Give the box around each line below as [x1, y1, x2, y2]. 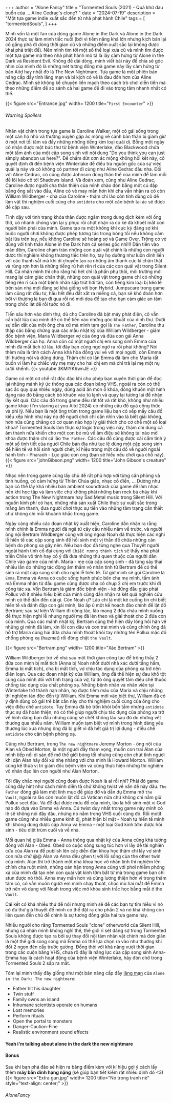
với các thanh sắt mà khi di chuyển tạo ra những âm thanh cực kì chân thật [5, 258, 163, 264]
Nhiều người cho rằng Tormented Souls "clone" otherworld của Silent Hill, [5, 922, 160, 928]
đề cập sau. [5, 204, 30, 211]
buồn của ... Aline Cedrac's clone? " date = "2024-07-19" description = [5, 10, 156, 16]
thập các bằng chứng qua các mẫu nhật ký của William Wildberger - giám [5, 327, 161, 334]
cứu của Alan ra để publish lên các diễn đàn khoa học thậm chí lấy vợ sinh [5, 848, 162, 854]
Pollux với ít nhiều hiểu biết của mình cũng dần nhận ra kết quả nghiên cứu [5, 591, 163, 597]
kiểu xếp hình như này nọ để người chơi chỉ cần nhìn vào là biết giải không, [5, 413, 163, 420]
